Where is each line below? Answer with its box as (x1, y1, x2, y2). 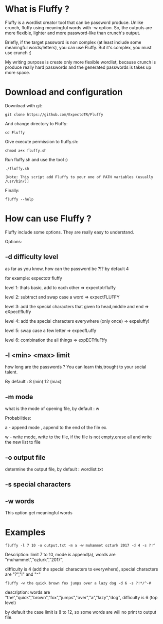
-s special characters (5, 480, 71, 488)
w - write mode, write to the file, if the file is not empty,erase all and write (5, 434, 152, 440)
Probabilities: (5, 415, 32, 421)
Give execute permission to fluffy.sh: (5, 138, 79, 144)
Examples (5, 527, 46, 538)
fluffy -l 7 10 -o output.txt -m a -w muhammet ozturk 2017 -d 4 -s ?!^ (5, 543, 156, 548)
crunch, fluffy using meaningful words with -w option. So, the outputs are (5, 24, 152, 30)
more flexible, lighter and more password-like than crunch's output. (5, 30, 140, 36)
